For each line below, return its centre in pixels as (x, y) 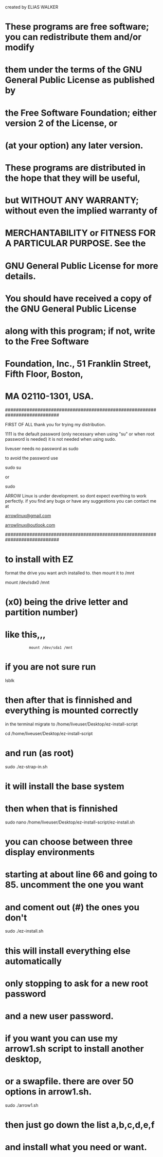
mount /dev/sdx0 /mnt (27, 582)
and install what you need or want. (76, 1147)
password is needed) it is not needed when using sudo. (61, 439)
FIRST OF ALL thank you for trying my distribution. (55, 424)
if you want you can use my (62, 1039)
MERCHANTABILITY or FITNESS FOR (80, 233)
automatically (33, 961)
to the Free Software (47, 341)
